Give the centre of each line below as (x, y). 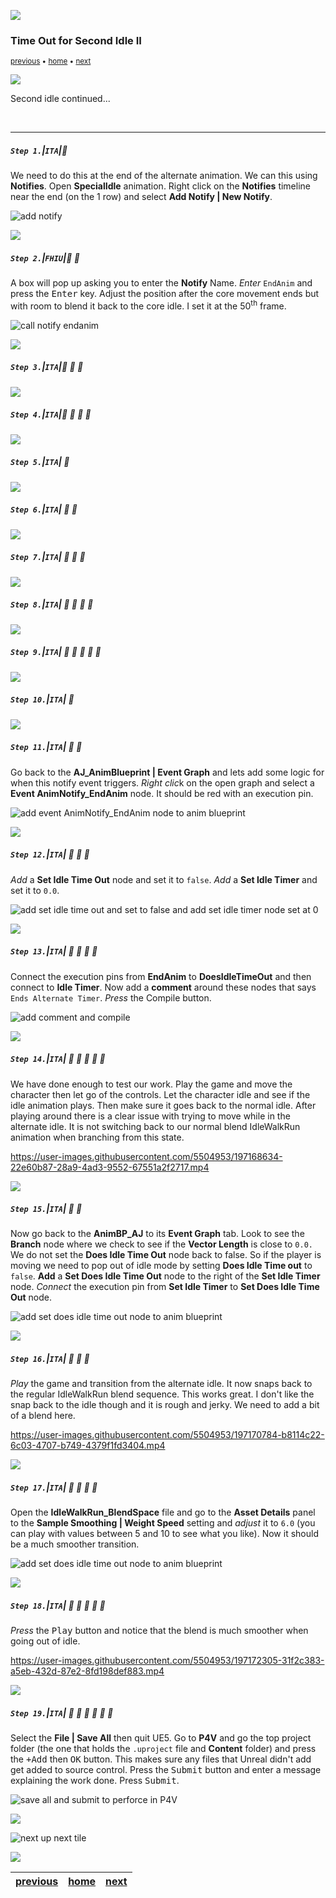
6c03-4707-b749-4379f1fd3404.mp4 (88, 1446)
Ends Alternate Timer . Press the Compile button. (111, 997)
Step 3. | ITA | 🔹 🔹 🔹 (47, 367)
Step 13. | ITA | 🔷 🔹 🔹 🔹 (54, 951)
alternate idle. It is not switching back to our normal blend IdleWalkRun (155, 1126)
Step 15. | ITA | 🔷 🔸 (46, 1209)
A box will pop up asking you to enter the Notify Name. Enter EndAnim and (161, 283)
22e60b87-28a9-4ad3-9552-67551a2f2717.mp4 (110, 1167)
